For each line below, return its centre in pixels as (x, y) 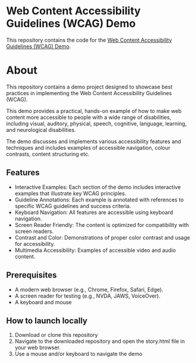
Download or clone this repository (56, 335)
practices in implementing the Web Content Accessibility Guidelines (89, 93)
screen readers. (34, 231)
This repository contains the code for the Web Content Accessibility (89, 40)
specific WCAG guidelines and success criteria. (73, 206)
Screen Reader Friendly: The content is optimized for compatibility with (102, 225)
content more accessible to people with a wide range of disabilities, (89, 117)
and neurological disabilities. (41, 130)
